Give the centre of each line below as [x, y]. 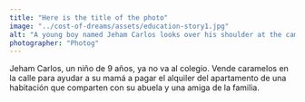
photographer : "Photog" [54, 43]
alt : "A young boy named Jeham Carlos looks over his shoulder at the [146, 34]
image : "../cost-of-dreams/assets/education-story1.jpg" [119, 26]
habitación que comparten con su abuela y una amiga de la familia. [135, 88]
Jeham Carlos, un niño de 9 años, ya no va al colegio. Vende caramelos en [149, 69]
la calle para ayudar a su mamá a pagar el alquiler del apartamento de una [148, 79]
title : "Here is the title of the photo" [89, 18]
